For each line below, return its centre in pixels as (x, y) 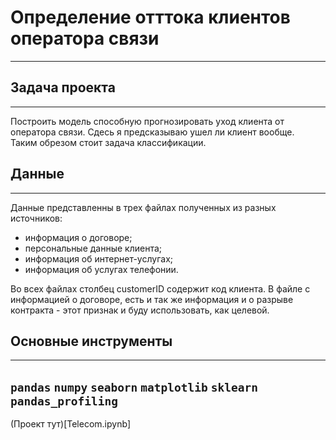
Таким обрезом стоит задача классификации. (108, 142)
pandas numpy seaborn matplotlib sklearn (134, 387)
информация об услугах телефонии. (101, 269)
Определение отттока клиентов (150, 17)
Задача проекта (63, 87)
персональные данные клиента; (93, 248)
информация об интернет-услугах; (99, 258)
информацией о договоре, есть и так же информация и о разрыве (152, 299)
